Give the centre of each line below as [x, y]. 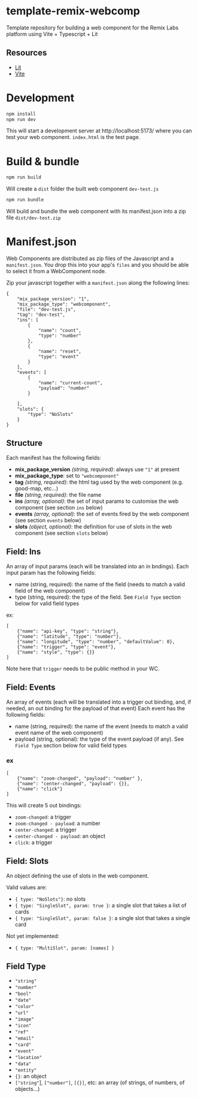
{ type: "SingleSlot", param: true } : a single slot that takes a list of [100, 905]
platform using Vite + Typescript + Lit [52, 34]
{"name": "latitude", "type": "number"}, [69, 637]
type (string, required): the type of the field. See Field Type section [98, 597]
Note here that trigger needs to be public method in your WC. [83, 668]
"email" [24, 1039]
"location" [28, 1058]
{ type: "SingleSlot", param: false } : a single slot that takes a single [102, 918]
